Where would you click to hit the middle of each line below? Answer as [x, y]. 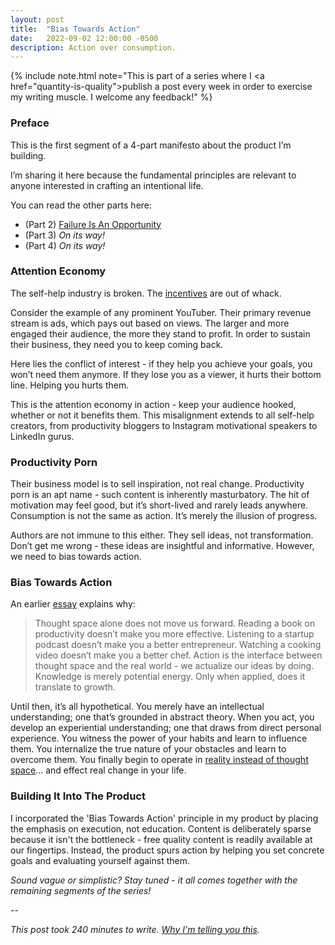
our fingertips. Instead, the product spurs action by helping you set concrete [167, 850]
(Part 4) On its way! [65, 245]
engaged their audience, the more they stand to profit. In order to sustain [160, 333]
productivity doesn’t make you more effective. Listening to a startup [174, 634]
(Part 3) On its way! [64, 235]
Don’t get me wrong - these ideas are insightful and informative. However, [162, 546]
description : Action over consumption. [93, 47]
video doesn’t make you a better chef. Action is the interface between [178, 655]
